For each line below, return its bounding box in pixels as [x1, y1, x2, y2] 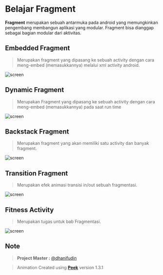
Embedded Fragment [5, 44, 70, 52]
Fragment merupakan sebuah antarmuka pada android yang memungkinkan [5, 20, 158, 25]
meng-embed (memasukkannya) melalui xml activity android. [17, 62, 140, 68]
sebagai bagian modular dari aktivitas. [5, 30, 82, 36]
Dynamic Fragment [5, 86, 64, 94]
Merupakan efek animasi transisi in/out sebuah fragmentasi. [17, 182, 138, 188]
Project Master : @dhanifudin [17, 255, 77, 261]
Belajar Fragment [5, 3, 76, 15]
